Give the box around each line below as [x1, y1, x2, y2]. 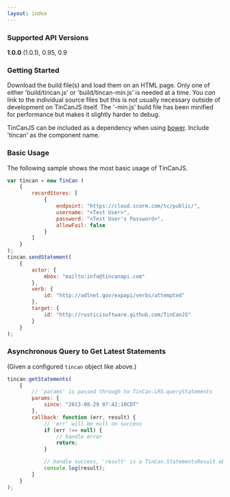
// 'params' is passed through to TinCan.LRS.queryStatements [31, 388, 213, 395]
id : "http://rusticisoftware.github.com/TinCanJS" [43, 311, 192, 318]
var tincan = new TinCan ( [7, 177, 84, 184]
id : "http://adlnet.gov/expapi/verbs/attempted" [43, 292, 186, 299]
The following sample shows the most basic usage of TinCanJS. [7, 164, 188, 172]
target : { [31, 305, 60, 312]
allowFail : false [55, 221, 106, 229]
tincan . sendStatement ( [7, 254, 72, 261]
